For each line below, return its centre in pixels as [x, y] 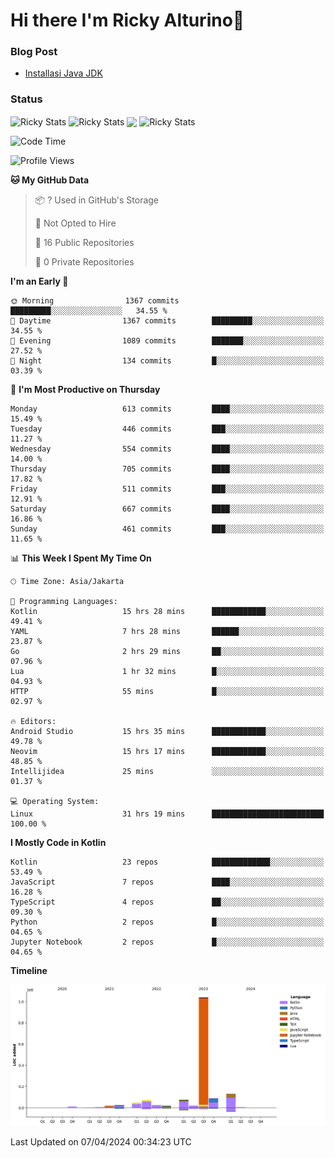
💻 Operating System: [55, 802]
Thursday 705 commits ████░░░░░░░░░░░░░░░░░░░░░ [167, 469]
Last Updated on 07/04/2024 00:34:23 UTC [101, 1142]
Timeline [29, 971]
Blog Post [34, 52]
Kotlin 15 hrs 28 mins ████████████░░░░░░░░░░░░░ [167, 612]
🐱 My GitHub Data [50, 180]
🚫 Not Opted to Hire [75, 223]
